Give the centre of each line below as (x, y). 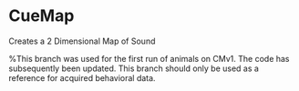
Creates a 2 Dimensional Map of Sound (82, 41)
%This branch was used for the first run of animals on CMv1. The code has (149, 58)
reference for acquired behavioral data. (82, 77)
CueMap (41, 16)
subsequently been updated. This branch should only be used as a (134, 68)
